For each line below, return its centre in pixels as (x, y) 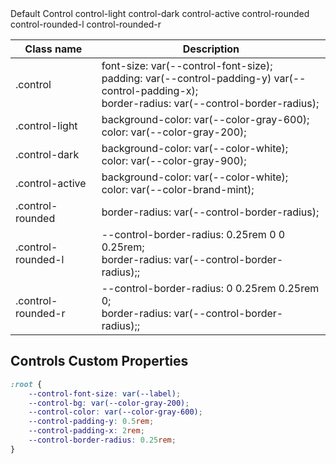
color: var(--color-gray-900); (174, 160)
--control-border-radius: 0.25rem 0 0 (193, 234)
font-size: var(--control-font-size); (187, 65)
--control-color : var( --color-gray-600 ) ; (115, 412)
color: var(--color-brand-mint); (178, 189)
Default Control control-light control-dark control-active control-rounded (160, 13)
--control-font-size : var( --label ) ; (105, 393)
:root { (26, 384)
